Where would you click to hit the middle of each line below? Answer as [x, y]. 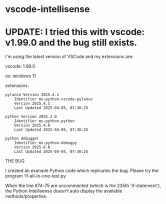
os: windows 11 [20, 76]
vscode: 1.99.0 [20, 66]
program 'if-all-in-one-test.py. [36, 176]
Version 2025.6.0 [32, 147]
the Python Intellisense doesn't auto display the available [64, 191]
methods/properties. [26, 196]
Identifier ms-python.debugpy [46, 143]
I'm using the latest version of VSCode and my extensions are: [69, 56]
